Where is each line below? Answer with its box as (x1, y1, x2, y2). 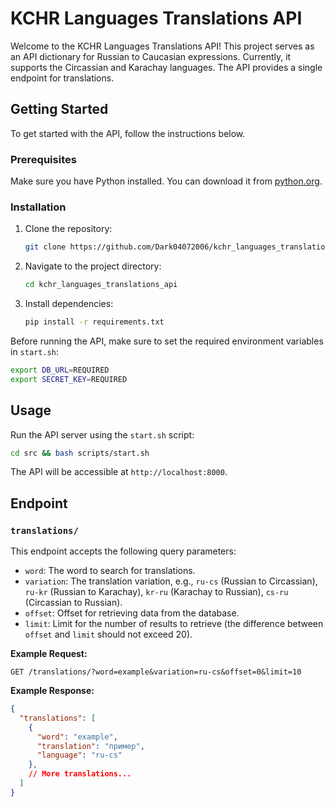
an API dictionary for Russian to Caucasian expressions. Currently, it (10, 50, 292, 62)
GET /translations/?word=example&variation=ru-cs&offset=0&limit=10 (10, 667, 302, 677)
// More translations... (28, 769, 132, 779)
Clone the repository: (24, 223, 113, 235)
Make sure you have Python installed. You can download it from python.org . (10, 175, 323, 187)
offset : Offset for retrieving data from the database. (24, 607, 240, 619)
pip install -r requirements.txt (24, 317, 165, 327)
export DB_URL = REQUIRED (10, 365, 110, 375)
